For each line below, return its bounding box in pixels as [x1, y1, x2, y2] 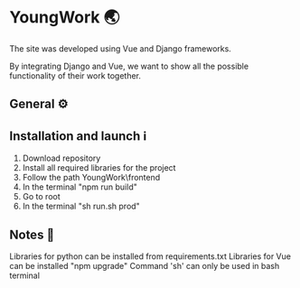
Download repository [22, 153, 101, 163]
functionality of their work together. [9, 70, 142, 81]
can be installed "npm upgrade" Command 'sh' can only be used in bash [9, 260, 280, 271]
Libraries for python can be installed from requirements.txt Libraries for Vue [9, 250, 292, 262]
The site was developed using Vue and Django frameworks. [9, 42, 232, 54]
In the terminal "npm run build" [22, 181, 137, 192]
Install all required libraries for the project [22, 163, 176, 173]
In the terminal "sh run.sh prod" [22, 200, 140, 212]
